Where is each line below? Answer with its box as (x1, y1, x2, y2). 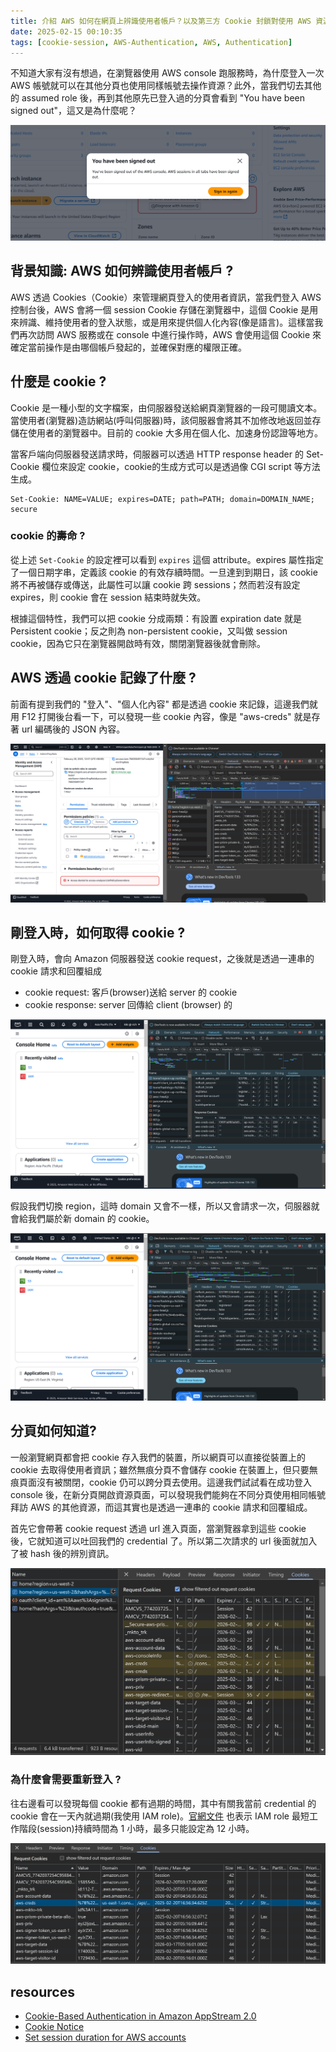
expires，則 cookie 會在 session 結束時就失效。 (10, 591, 207, 603)
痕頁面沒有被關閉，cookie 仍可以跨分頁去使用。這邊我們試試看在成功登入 (10, 1476, 312, 1488)
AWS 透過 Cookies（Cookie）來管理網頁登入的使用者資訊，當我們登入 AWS (10, 291, 322, 303)
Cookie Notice (24, 2020, 85, 2032)
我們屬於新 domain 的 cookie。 (27, 1213, 155, 1225)
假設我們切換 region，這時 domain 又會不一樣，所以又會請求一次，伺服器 (10, 1200, 312, 1212)
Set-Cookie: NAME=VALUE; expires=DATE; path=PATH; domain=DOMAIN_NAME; (10, 494, 315, 504)
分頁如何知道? (10, 1423, 97, 1440)
